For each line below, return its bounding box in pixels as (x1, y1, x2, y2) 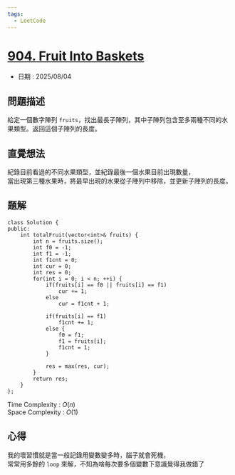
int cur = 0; (33, 262, 72, 270)
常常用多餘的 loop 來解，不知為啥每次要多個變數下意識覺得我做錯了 (7, 459, 205, 468)
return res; (33, 375, 69, 382)
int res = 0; (33, 269, 72, 276)
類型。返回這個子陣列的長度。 (13, 124, 101, 133)
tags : (7, 10, 23, 18)
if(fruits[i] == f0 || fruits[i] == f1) (45, 281, 167, 289)
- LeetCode (14, 17, 46, 24)
